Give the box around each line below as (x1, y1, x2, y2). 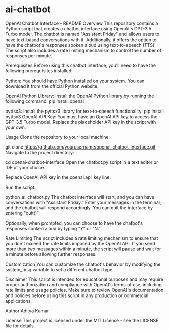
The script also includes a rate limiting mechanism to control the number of (5, 47, 162, 53)
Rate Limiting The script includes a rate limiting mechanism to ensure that (5, 235, 158, 241)
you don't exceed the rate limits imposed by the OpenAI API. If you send (5, 240, 155, 246)
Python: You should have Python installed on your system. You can (5, 78, 145, 84)
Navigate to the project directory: (5, 149, 74, 155)
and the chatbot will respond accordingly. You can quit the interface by (5, 204, 153, 211)
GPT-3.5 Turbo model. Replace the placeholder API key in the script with (5, 119, 156, 125)
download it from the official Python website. (5, 83, 99, 89)
